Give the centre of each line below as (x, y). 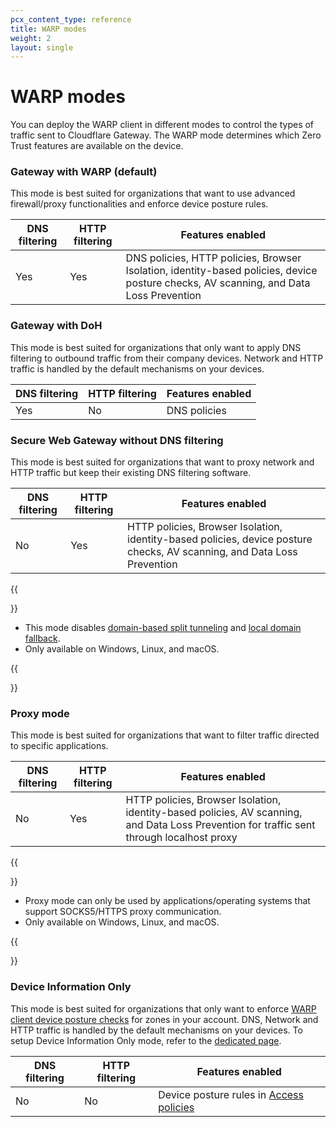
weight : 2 (31, 38)
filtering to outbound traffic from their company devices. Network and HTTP (167, 358)
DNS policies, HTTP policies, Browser (213, 258)
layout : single (42, 47)
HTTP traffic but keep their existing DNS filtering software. (131, 473)
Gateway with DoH (56, 326)
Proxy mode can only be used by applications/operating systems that (167, 901)
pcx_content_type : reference (71, 19)
